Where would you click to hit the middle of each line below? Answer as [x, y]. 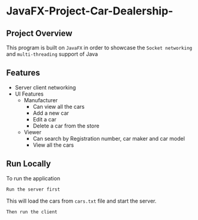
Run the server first [33, 189]
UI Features [29, 94]
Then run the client [32, 212]
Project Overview [39, 33]
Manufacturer [41, 100]
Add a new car [51, 113]
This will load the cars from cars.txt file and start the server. [82, 201]
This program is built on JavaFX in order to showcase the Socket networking [99, 47]
